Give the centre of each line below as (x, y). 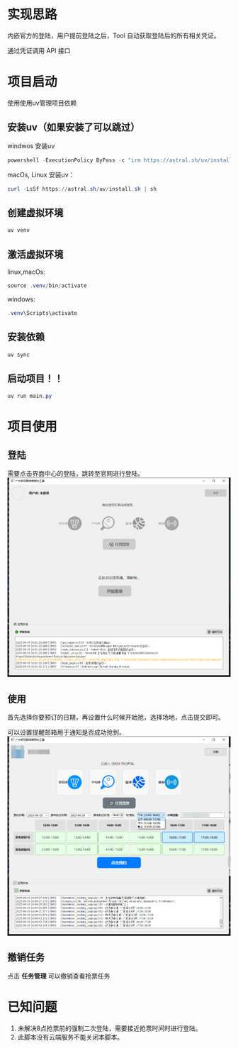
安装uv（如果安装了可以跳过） (74, 127)
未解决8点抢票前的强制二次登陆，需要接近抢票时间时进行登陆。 (109, 1028)
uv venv (19, 230)
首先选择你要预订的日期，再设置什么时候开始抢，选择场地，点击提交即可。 (116, 717)
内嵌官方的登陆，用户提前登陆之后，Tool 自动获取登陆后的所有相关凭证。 (114, 35)
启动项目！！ (35, 378)
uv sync (19, 355)
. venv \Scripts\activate (42, 313)
